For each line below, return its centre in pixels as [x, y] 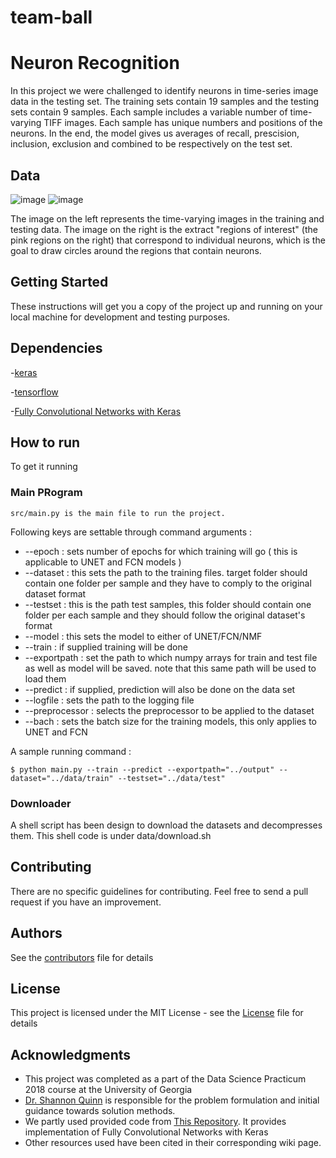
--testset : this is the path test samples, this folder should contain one [168, 604]
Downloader [41, 803]
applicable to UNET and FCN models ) [103, 562]
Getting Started [59, 282]
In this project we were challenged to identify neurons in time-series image [164, 91]
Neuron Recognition [95, 63]
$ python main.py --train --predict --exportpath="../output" [142, 769]
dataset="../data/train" [62, 778]
